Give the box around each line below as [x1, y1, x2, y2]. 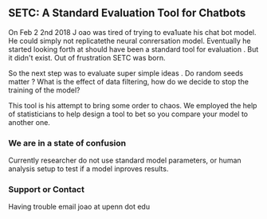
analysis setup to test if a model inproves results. [8, 164, 169, 174]
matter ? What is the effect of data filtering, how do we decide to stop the [8, 76, 249, 86]
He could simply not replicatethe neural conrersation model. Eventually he [8, 36, 251, 45]
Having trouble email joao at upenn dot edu [8, 202, 150, 212]
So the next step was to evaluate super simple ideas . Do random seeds [8, 68, 244, 78]
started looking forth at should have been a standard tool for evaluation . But [8, 44, 259, 54]
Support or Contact [8, 184, 85, 195]
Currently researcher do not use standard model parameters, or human [8, 155, 241, 166]
